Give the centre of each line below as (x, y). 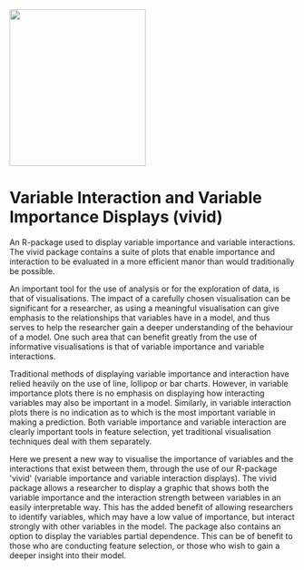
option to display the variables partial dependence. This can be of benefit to (151, 536)
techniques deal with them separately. (81, 441)
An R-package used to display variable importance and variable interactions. (152, 242)
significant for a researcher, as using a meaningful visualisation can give (144, 308)
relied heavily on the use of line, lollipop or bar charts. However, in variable (149, 383)
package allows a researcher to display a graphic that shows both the (139, 487)
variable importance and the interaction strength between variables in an (145, 497)
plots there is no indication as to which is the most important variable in (142, 412)
